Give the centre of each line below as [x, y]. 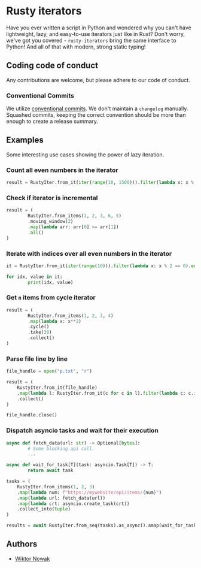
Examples [25, 140]
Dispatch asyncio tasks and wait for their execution [82, 431]
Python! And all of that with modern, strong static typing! [76, 47]
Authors [22, 544]
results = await [26, 525]
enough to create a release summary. [52, 122]
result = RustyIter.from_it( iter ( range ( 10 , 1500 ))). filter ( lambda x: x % [100, 183]
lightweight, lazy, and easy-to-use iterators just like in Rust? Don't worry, [96, 34]
